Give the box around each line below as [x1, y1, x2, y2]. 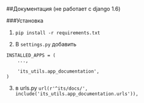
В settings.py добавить [15, 41, 77, 48]
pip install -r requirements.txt [15, 30, 101, 36]
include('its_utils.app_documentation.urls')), [15, 91, 139, 97]
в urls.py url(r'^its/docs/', [15, 85, 88, 91]
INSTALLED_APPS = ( [6, 52, 56, 59]
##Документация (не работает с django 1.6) [6, 5, 121, 12]
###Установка [6, 17, 44, 24]
